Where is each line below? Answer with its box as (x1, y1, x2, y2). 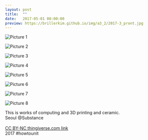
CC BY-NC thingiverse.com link (5, 125, 69, 131)
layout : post (5, 7, 32, 12)
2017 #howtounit (5, 130, 39, 137)
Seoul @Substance (5, 115, 44, 121)
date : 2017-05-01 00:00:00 (5, 16, 65, 21)
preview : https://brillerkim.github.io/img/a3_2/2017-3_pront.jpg (5, 20, 144, 26)
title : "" (5, 12, 27, 17)
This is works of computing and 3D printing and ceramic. (5, 110, 120, 116)
